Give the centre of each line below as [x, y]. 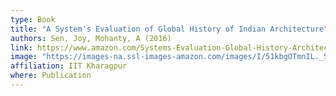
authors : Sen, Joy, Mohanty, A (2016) [91, 38]
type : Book [33, 19]
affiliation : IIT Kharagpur [69, 66]
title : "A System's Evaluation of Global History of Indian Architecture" [169, 29]
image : [24, 57]
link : [21, 47]
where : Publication [51, 76]
